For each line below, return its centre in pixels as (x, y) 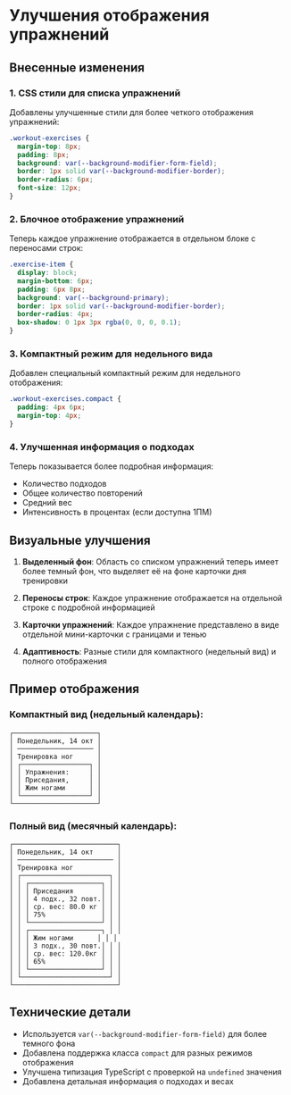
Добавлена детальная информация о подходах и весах (128, 1081)
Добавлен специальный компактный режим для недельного (125, 373)
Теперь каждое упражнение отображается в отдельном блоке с (133, 238)
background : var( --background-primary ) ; (93, 297)
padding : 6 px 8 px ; (52, 289)
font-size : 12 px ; (50, 188)
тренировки (45, 581)
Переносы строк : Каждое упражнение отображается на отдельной (152, 598)
